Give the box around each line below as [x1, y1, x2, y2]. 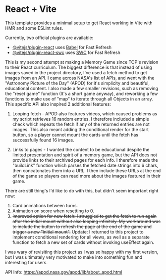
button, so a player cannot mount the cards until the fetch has [12, 132, 139, 138]
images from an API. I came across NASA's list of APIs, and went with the [5, 75, 155, 81]
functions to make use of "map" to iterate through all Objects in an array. [5, 95, 154, 102]
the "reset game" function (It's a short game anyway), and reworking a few [5, 91, 158, 96]
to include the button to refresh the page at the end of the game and [12, 224, 152, 230]
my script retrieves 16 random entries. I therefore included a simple [12, 116, 150, 122]
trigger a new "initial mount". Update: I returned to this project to [12, 229, 144, 234]
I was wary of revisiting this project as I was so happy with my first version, [5, 249, 159, 255]
